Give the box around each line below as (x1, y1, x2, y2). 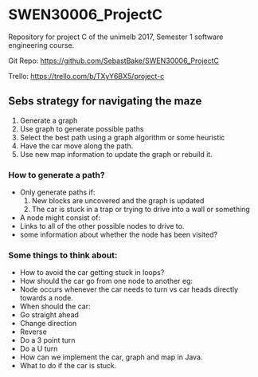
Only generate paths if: (19, 187, 96, 197)
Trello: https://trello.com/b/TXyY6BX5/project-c (8, 71, 165, 81)
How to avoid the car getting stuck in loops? (19, 268, 165, 277)
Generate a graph (19, 116, 78, 125)
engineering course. (8, 40, 75, 49)
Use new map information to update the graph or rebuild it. (19, 149, 213, 159)
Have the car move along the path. (19, 141, 134, 151)
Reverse (19, 327, 48, 336)
